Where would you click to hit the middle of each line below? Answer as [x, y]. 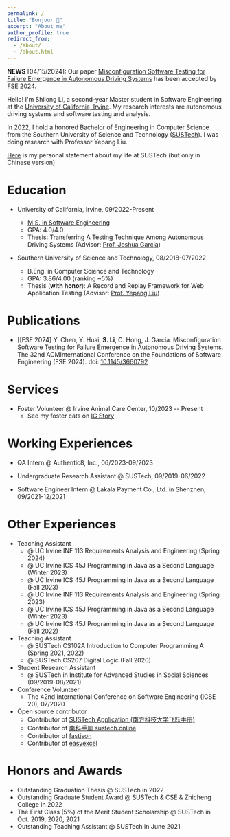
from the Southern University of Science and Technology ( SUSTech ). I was [113, 134]
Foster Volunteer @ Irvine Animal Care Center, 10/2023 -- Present [110, 408]
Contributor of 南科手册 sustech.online [82, 728]
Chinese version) [31, 162]
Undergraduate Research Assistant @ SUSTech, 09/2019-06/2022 [111, 476]
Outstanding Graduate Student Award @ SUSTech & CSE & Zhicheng [114, 797]
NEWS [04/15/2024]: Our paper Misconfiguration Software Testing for [106, 71]
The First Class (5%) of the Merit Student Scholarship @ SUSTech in [114, 812]
